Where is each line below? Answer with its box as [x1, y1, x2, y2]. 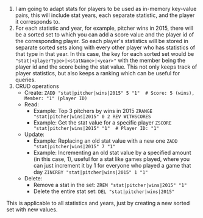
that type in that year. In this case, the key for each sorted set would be [15, 50, 194, 57]
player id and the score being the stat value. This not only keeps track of [15, 63, 198, 70]
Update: [24, 131, 45, 138]
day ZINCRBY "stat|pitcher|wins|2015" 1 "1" [33, 168, 148, 175]
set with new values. [6, 206, 58, 213]
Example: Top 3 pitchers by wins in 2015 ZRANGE [33, 107, 152, 114]
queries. [15, 76, 37, 83]
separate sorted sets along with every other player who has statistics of [15, 44, 196, 51]
